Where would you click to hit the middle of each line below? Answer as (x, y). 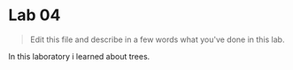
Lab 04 (35, 15)
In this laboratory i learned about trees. (79, 56)
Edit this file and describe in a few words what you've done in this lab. (157, 39)
